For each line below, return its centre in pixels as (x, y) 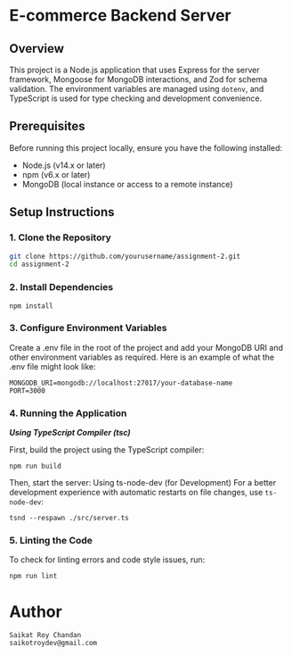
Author (36, 611)
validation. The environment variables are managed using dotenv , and (137, 89)
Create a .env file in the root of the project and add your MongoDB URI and (146, 347)
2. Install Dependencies (61, 287)
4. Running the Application (68, 413)
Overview (37, 49)
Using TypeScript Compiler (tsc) (70, 433)
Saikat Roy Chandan (45, 635)
